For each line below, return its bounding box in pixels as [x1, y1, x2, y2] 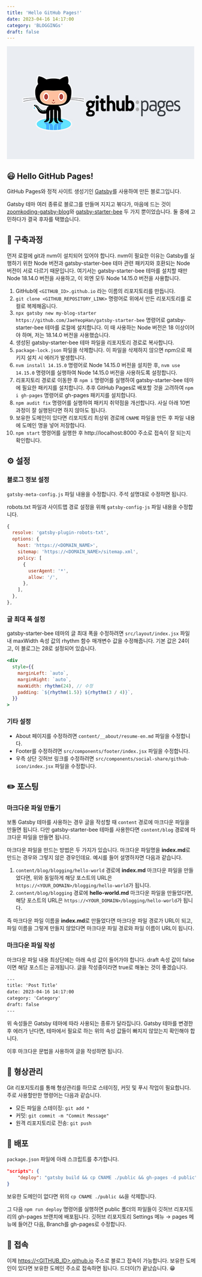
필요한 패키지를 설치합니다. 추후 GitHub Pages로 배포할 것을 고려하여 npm [22, 384, 194, 391]
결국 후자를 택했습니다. [27, 215, 81, 223]
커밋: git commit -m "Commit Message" [15, 1112, 110, 1119]
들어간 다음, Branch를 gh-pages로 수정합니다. [17, 1220, 126, 1228]
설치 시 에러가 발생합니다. [26, 354, 86, 361]
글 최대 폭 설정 [7, 614, 46, 623]
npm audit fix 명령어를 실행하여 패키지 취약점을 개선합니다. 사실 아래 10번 [15, 399, 191, 406]
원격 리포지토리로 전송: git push [15, 1119, 92, 1127]
